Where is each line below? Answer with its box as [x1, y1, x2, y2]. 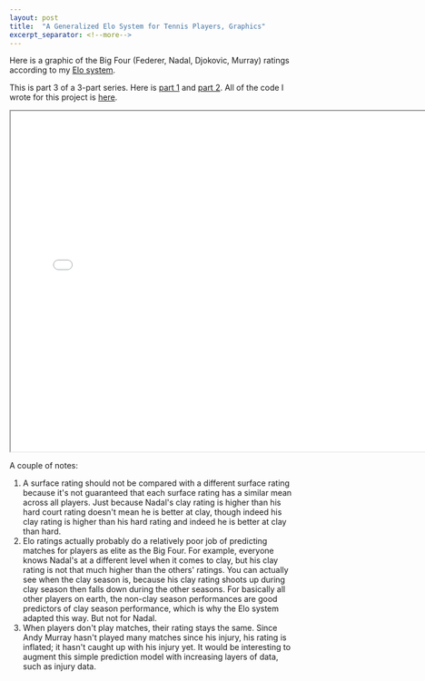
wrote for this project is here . [9, 92, 118, 103]
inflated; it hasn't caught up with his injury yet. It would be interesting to [22, 642, 292, 653]
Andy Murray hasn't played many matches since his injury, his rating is [22, 632, 287, 643]
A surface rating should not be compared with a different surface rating [22, 478, 291, 489]
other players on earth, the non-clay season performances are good [22, 594, 278, 605]
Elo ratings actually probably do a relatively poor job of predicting [22, 536, 268, 547]
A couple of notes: [9, 460, 79, 471]
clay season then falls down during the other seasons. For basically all [22, 584, 286, 595]
